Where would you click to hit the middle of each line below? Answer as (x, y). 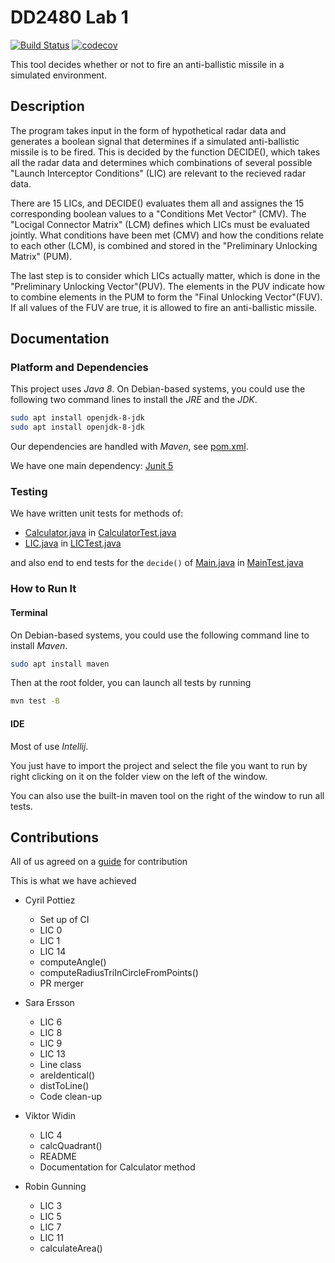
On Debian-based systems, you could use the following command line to (160, 635)
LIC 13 (52, 1054)
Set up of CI (64, 920)
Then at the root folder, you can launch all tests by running (131, 683)
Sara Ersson (49, 1003)
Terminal (29, 612)
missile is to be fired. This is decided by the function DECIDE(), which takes (165, 152)
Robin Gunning (55, 1187)
